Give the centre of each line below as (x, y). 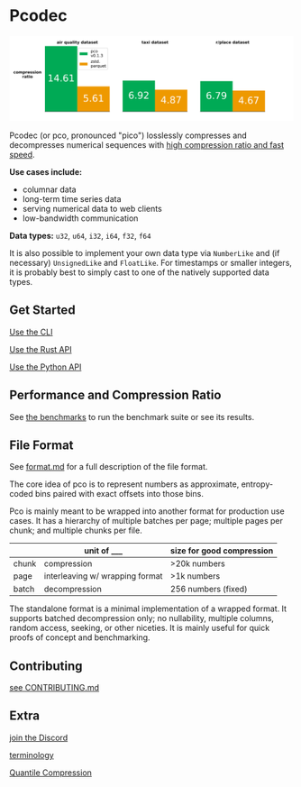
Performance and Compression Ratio (115, 395)
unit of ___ (104, 550)
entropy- (257, 484)
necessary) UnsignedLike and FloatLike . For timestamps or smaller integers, (151, 263)
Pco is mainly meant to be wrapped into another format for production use (147, 511)
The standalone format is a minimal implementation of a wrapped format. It (148, 609)
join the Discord (39, 737)
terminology (32, 755)
